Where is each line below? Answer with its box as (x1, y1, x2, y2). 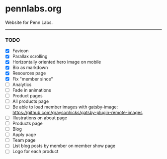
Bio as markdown (12, 65, 48, 71)
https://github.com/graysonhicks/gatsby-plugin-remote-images (12, 109, 143, 115)
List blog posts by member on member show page (12, 143, 116, 149)
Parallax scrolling (12, 53, 48, 60)
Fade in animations (12, 87, 51, 93)
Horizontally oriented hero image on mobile (12, 59, 101, 65)
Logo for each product (12, 149, 59, 155)
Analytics (12, 81, 32, 87)
